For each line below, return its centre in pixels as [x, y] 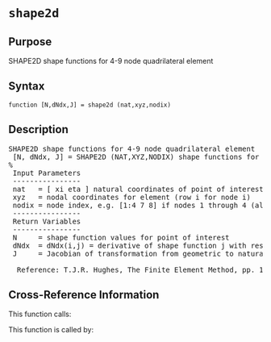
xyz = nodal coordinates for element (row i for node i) [132, 197]
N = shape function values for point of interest [121, 237]
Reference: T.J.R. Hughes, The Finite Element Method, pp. [136, 269]
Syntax [27, 86]
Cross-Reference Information [84, 295]
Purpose [30, 42]
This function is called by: [51, 330]
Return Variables [47, 221]
